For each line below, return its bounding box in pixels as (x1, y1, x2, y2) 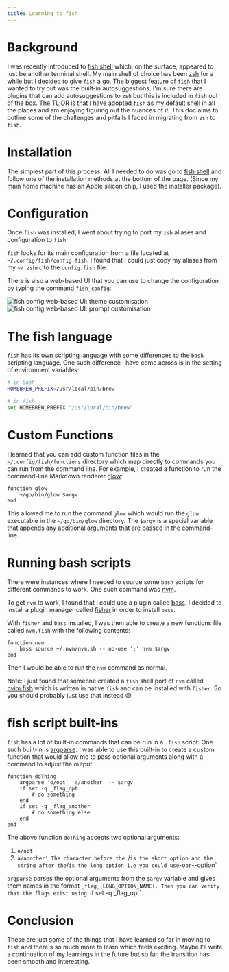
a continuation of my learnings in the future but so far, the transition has (7, 950, 210, 958)
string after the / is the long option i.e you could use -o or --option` (16, 861, 217, 869)
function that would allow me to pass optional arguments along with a (7, 752, 204, 761)
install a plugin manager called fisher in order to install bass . (7, 605, 176, 613)
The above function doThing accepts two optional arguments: (7, 833, 180, 841)
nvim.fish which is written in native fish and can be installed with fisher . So (7, 683, 221, 692)
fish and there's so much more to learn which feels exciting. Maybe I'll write (7, 943, 223, 951)
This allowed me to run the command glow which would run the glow (7, 509, 200, 518)
